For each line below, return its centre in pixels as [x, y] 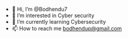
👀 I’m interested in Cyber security [53, 15]
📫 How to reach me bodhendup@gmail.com [67, 28]
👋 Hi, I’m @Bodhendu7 [39, 9]
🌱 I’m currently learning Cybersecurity [59, 22]
